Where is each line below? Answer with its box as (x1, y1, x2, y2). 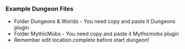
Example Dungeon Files (5, 5, 74, 13)
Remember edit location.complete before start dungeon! (13, 37, 149, 44)
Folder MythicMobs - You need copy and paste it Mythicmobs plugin (13, 30, 179, 37)
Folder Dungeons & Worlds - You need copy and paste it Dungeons (13, 18, 176, 25)
